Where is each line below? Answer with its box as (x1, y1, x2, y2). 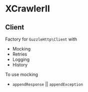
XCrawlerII (5, 3, 50, 14)
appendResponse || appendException (12, 81, 83, 87)
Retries (12, 51, 27, 57)
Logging (12, 56, 30, 62)
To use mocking (5, 71, 38, 77)
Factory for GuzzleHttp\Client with (5, 36, 77, 42)
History (12, 62, 28, 67)
